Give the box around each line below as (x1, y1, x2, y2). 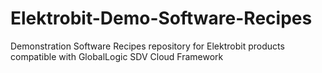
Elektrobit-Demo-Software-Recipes (10, 7, 313, 30)
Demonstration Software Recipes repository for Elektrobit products (10, 40, 285, 52)
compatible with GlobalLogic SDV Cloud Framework (10, 50, 224, 62)
